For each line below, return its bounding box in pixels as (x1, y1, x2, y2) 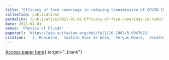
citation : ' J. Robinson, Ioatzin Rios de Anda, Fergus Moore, (5, 35, 145, 40)
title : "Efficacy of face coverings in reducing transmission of (5, 7, 145, 12)
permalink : (5, 16, 28, 21)
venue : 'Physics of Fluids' (5, 26, 64, 31)
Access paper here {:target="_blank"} (5, 48, 82, 55)
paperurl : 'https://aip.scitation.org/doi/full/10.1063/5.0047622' (5, 30, 150, 35)
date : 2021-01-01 (5, 21, 42, 26)
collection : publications (5, 12, 59, 17)
